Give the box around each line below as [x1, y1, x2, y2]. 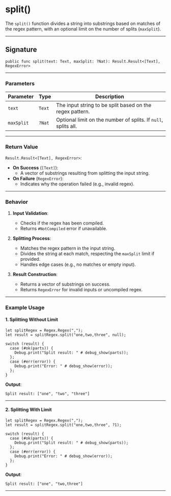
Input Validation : [12, 210, 48, 216]
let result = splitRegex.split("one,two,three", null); [5, 332, 126, 337]
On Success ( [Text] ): [12, 164, 59, 171]
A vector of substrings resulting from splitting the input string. [20, 170, 150, 176]
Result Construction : [12, 271, 58, 277]
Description [95, 93, 125, 100]
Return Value [5, 143, 38, 150]
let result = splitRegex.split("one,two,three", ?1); [5, 422, 122, 427]
